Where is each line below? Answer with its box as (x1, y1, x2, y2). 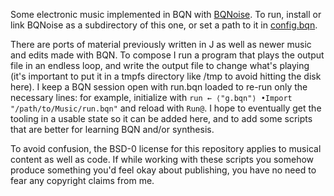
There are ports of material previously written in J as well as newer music (10, 39, 312, 50)
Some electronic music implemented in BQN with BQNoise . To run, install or (10, 9, 322, 20)
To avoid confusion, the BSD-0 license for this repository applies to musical (10, 143, 322, 154)
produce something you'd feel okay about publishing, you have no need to (10, 164, 317, 176)
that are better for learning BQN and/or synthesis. (10, 124, 215, 135)
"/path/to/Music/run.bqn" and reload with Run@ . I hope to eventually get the (10, 102, 322, 114)
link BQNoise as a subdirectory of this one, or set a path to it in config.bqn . (10, 19, 318, 31)
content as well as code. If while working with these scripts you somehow (10, 154, 315, 165)
